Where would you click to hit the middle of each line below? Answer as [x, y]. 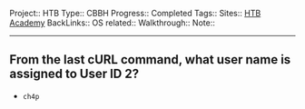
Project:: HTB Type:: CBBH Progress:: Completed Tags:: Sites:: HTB [135, 13]
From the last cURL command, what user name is [150, 59]
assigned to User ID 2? [74, 74]
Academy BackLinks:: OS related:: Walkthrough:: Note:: [112, 23]
